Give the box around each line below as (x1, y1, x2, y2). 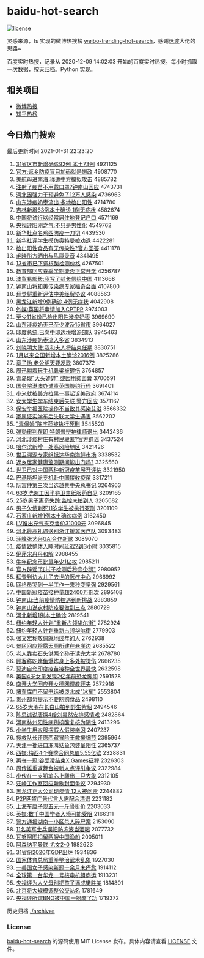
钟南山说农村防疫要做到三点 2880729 (15, 604, 111, 611)
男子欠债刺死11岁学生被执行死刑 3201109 (15, 504, 118, 511)
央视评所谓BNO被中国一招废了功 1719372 (15, 894, 120, 902)
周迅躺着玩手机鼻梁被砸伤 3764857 (15, 366, 104, 374)
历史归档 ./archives (7, 907, 55, 915)
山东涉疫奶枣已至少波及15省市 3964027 (15, 321, 116, 328)
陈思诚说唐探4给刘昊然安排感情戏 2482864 (15, 711, 125, 718)
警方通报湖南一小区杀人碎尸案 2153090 (15, 818, 115, 825)
